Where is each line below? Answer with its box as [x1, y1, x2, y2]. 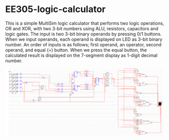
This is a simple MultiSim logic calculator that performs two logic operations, [5, 20, 164, 26]
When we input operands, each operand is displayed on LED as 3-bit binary [5, 36, 162, 42]
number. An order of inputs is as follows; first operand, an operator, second [5, 41, 162, 47]
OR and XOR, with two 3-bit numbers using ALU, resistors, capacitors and [5, 25, 159, 31]
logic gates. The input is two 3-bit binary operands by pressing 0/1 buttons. [5, 31, 162, 37]
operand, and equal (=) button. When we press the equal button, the [5, 47, 147, 53]
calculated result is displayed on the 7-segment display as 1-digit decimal [5, 52, 158, 58]
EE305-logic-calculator [5, 4, 106, 15]
